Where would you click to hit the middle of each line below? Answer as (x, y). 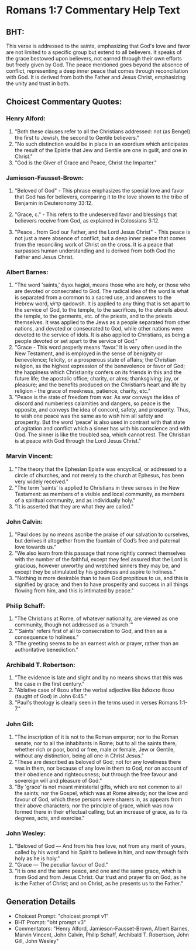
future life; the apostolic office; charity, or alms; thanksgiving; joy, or (97, 379)
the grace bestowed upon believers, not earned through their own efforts (94, 58)
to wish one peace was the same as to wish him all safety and (89, 416)
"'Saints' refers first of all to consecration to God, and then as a (91, 631)
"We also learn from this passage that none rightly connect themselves (100, 553)
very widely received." (42, 481)
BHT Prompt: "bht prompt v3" (50, 922)
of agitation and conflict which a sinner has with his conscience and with (102, 429)
